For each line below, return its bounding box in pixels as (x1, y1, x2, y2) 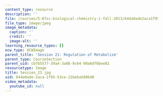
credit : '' (9, 34, 32, 39)
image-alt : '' (9, 39, 38, 44)
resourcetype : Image (5, 66, 47, 71)
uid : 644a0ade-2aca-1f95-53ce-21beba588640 (5, 75, 95, 80)
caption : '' (9, 30, 34, 34)
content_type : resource (5, 7, 53, 12)
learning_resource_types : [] (5, 43, 64, 48)
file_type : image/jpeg (5, 20, 51, 26)
